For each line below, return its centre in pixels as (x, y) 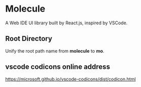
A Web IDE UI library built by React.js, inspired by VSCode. (66, 23)
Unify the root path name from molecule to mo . (55, 51)
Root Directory (29, 39)
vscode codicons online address (58, 67)
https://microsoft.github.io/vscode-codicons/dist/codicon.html (70, 79)
